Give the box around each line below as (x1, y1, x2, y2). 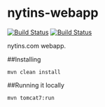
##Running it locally (7, 80, 65, 89)
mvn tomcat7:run (7, 94, 55, 101)
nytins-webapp (7, 5, 99, 21)
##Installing (7, 55, 41, 64)
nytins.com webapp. (7, 41, 66, 50)
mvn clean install (7, 69, 61, 76)
